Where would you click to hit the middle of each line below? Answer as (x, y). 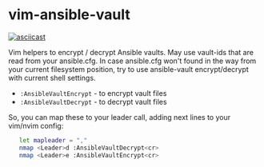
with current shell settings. (52, 78)
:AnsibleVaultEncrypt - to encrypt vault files (93, 93)
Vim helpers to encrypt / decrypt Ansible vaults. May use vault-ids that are (131, 52)
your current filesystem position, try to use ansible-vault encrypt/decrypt (129, 69)
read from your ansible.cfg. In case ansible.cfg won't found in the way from (132, 61)
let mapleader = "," (53, 140)
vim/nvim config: (36, 125)
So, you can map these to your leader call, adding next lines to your (119, 117)
